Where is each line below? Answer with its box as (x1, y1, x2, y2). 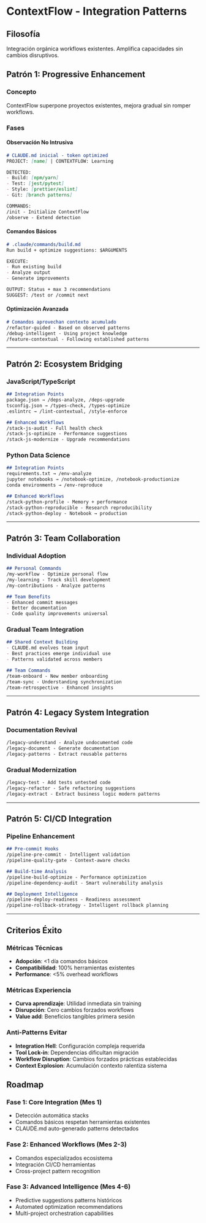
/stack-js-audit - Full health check (6, 425, 103, 431)
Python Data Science (6, 451, 71, 460)
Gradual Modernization (6, 766, 77, 774)
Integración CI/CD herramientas (15, 1160, 96, 1168)
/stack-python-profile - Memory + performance (6, 499, 128, 505)
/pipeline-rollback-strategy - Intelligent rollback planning (6, 903, 169, 909)
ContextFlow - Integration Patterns (6, 4, 187, 18)
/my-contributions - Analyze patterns (6, 582, 105, 589)
